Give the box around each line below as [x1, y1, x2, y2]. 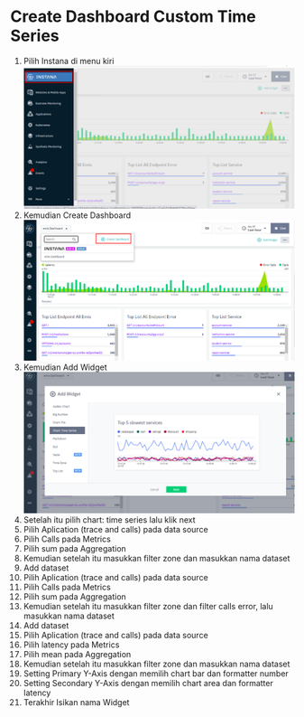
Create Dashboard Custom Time [10, 6, 256, 27]
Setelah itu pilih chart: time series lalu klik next [23, 514, 197, 525]
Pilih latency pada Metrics [23, 639, 120, 650]
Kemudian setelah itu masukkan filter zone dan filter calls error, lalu [23, 600, 273, 611]
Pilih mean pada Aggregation [23, 648, 132, 659]
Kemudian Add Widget [23, 362, 107, 373]
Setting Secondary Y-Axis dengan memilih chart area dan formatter [23, 677, 273, 688]
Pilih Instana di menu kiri [23, 55, 115, 66]
